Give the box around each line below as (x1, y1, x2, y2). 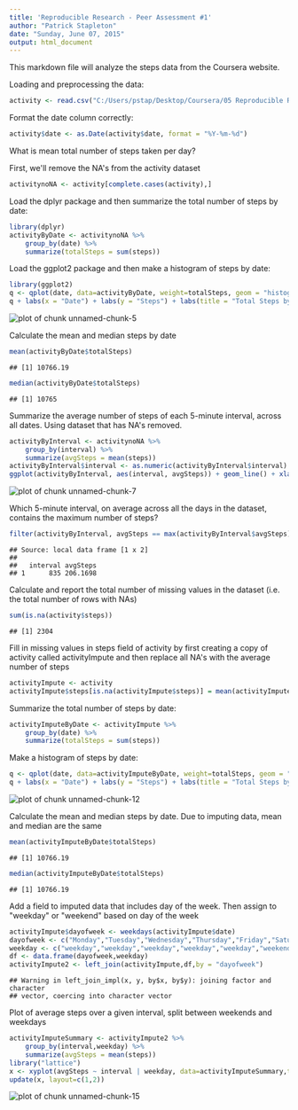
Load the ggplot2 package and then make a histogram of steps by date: (9, 263, 271, 274)
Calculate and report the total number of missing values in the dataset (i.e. (9, 584, 281, 595)
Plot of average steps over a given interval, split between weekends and (9, 1007, 272, 1018)
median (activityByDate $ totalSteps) (9, 379, 141, 387)
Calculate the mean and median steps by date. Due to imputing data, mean (9, 811, 282, 821)
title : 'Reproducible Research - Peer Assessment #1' (9, 12, 213, 22)
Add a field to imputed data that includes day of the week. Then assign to (9, 901, 278, 911)
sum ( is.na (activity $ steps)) (9, 611, 114, 620)
